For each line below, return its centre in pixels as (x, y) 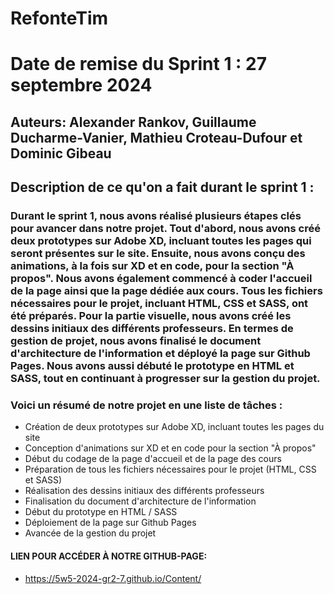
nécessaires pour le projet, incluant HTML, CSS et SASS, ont (159, 304)
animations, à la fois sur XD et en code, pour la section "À (152, 266)
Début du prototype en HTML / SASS (101, 512)
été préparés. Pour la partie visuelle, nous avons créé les (151, 316)
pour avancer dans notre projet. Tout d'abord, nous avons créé (165, 229)
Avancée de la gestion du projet (90, 533)
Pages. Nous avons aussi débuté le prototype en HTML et (152, 366)
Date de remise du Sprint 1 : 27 (138, 64)
